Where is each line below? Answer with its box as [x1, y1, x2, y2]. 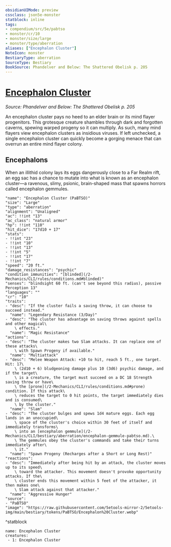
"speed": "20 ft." [5, 262, 45, 268]
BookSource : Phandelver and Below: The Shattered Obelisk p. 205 [5, 65, 147, 70]
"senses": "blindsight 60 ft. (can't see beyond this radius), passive [5, 280, 161, 286]
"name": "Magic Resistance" [10, 330, 70, 335]
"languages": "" [5, 290, 40, 295]
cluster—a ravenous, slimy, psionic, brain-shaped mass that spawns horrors [5, 180, 166, 186]
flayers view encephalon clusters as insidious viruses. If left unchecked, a [5, 130, 161, 136]
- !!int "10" [5, 240, 33, 246]
